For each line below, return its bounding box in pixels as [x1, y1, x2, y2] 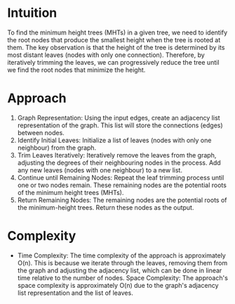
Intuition [7, 5, 58, 21]
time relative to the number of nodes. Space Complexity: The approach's [17, 273, 228, 282]
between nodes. [17, 128, 65, 137]
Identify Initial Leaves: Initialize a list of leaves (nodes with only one [17, 136, 212, 144]
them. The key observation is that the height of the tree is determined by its [7, 43, 225, 51]
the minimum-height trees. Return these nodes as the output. [17, 203, 194, 212]
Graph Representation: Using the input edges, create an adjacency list [17, 113, 220, 122]
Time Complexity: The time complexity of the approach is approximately [17, 251, 226, 260]
